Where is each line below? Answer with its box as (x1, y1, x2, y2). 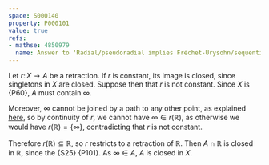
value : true (8, 26, 48, 34)
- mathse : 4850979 (8, 42, 70, 50)
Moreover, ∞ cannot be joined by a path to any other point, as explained (8, 103, 247, 113)
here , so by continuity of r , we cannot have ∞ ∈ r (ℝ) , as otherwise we (8, 113, 240, 122)
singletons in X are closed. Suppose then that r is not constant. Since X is (8, 79, 250, 89)
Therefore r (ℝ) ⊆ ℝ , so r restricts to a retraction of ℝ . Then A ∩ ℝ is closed (8, 139, 254, 148)
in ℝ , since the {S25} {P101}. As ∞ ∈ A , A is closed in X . (8, 148, 193, 157)
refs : (8, 34, 26, 42)
